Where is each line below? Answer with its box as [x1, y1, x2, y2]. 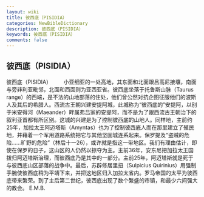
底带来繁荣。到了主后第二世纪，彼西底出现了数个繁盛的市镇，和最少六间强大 [6, 176, 198, 184]
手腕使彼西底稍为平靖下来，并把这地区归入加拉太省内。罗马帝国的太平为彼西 [6, 169, 198, 176]
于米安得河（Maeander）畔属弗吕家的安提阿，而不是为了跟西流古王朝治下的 [6, 109, 197, 116]
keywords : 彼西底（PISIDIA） [6, 32, 76, 38]
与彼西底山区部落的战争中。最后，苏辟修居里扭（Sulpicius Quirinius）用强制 [6, 161, 197, 169]
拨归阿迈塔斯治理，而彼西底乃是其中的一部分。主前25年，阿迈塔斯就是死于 [6, 154, 194, 161]
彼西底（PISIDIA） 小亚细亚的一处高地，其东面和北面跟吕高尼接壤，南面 [6, 78, 197, 85]
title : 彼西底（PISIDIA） [6, 15, 67, 21]
